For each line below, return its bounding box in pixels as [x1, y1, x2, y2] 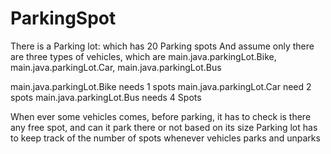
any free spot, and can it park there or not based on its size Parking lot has [10, 121, 318, 133]
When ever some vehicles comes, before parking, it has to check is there [10, 110, 312, 122]
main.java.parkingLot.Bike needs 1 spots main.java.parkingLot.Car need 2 [10, 80, 312, 92]
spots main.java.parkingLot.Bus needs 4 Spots [10, 91, 202, 103]
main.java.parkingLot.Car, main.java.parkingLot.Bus [10, 61, 222, 73]
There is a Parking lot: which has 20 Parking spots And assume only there [10, 40, 315, 52]
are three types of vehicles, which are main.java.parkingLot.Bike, [10, 50, 277, 62]
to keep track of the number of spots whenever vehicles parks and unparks [10, 132, 321, 144]
